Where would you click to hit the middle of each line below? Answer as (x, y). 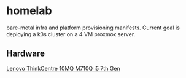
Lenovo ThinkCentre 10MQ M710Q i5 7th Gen (64, 68)
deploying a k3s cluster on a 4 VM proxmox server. (71, 34)
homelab (29, 11)
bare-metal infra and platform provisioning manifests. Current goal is (93, 28)
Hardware (25, 54)
